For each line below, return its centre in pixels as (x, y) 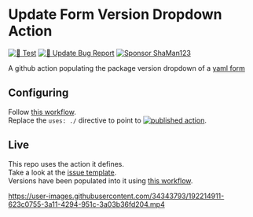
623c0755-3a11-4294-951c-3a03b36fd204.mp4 (86, 204)
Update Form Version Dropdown (115, 15)
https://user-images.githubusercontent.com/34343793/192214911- (116, 196)
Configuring (38, 93)
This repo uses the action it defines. (66, 164)
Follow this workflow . (42, 112)
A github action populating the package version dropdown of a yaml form (127, 68)
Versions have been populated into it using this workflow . (101, 180)
